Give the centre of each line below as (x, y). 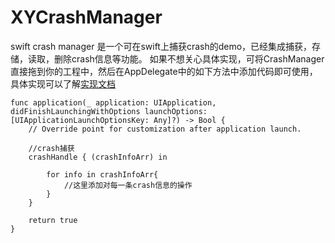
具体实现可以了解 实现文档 (63, 83)
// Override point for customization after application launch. (165, 129)
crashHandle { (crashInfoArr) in (98, 157)
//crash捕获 (51, 148)
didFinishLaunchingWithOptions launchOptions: (109, 111)
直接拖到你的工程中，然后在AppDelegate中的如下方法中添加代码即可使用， (164, 71)
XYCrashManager (86, 17)
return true (53, 220)
